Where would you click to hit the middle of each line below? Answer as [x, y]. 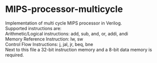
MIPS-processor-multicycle [64, 9]
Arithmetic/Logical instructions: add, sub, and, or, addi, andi [67, 33]
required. [14, 55]
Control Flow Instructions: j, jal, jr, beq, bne [49, 44]
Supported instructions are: [33, 28]
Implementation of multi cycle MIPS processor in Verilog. [64, 23]
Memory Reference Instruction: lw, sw [44, 39]
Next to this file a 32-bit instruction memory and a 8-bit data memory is [79, 49]
